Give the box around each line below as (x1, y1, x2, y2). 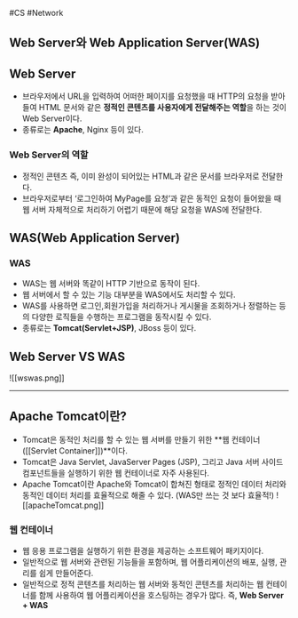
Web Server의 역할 (9, 148, 89, 161)
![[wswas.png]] (9, 373, 65, 383)
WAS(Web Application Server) (9, 230, 180, 245)
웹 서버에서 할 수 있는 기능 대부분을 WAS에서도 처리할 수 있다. (21, 289, 236, 301)
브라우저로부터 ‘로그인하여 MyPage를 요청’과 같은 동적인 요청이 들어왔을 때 (21, 193, 282, 204)
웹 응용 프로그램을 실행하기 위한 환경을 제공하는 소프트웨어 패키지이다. (21, 546, 264, 557)
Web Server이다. (21, 113, 82, 124)
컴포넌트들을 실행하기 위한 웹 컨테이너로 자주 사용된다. (21, 467, 210, 478)
